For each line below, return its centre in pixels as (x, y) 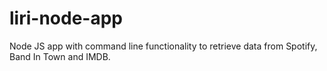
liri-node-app (66, 18)
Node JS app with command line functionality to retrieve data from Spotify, (163, 46)
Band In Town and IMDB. (60, 56)
